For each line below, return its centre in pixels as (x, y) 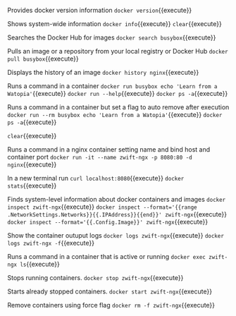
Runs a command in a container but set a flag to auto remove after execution (118, 107)
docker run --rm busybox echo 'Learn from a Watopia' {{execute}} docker (115, 115)
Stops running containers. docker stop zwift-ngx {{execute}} (95, 278)
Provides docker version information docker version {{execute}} (100, 10)
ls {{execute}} (40, 264)
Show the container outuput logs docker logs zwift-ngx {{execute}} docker (116, 235)
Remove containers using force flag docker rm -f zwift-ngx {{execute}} (111, 305)
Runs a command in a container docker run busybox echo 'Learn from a (112, 86)
